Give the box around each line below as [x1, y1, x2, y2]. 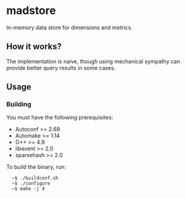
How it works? [6, 41, 62, 52]
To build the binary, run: [6, 163, 66, 171]
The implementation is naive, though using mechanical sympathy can [6, 57, 181, 65]
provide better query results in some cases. [6, 64, 116, 71]
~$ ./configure [12, 180, 51, 186]
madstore [6, 4, 56, 18]
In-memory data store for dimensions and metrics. [6, 24, 133, 31]
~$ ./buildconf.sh [12, 175, 59, 182]
